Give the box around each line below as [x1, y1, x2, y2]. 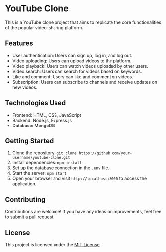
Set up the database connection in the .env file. [12, 165, 110, 171]
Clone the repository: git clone [12, 150, 77, 156]
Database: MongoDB [12, 123, 55, 128]
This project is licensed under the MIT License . [5, 242, 101, 247]
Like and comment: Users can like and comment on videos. [12, 73, 134, 80]
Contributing [5, 195, 46, 204]
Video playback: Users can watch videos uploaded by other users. [12, 63, 149, 69]
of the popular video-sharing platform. [5, 24, 83, 30]
